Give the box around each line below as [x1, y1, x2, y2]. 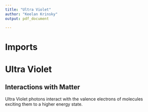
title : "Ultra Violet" [5, 7, 51, 12]
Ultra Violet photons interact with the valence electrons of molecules [5, 96, 143, 102]
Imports [5, 41, 38, 53]
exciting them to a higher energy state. [5, 101, 83, 107]
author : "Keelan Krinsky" [5, 12, 58, 17]
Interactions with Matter [5, 83, 80, 92]
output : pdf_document [5, 16, 49, 21]
